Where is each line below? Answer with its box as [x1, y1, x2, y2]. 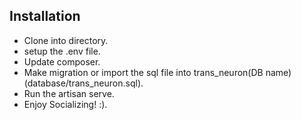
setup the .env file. [23, 45, 101, 57]
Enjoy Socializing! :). [23, 98, 108, 110]
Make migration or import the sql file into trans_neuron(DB [23, 66, 264, 78]
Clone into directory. [23, 34, 109, 46]
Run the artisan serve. [23, 87, 115, 99]
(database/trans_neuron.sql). [23, 77, 144, 89]
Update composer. [23, 55, 101, 68]
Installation [9, 8, 81, 25]
